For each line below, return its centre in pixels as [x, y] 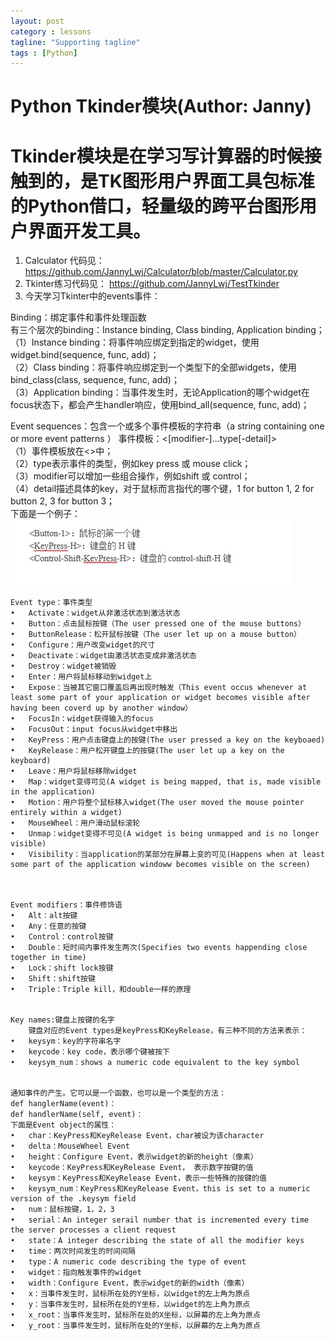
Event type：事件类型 [51, 603]
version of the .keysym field [73, 1199]
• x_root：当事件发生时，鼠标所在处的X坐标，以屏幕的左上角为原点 [135, 1315]
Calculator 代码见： [64, 261]
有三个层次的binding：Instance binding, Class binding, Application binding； [167, 330]
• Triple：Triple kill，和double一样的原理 [101, 990]
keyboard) [31, 761]
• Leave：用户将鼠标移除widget [74, 771]
